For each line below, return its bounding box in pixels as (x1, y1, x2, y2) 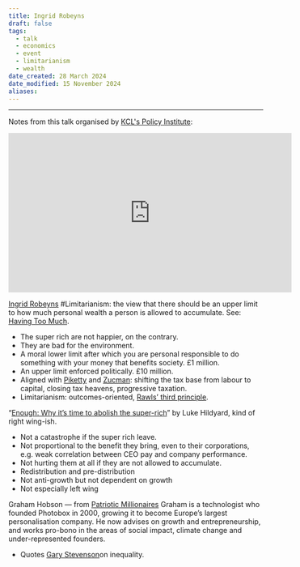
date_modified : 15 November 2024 (8, 79, 121, 87)
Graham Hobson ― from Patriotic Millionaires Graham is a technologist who (8, 500, 260, 509)
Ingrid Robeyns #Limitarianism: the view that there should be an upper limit (8, 299, 259, 309)
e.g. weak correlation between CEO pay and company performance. (19, 450, 248, 459)
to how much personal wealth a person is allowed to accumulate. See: (8, 308, 242, 318)
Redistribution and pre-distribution (19, 467, 135, 476)
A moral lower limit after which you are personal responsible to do (19, 349, 240, 359)
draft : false (8, 19, 53, 28)
